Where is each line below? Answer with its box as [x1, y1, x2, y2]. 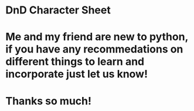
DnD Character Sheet [5, 4, 111, 17]
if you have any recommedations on [5, 43, 183, 56]
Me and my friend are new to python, [5, 30, 189, 44]
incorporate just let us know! [5, 68, 148, 81]
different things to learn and [5, 55, 145, 68]
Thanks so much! [5, 94, 92, 107]
